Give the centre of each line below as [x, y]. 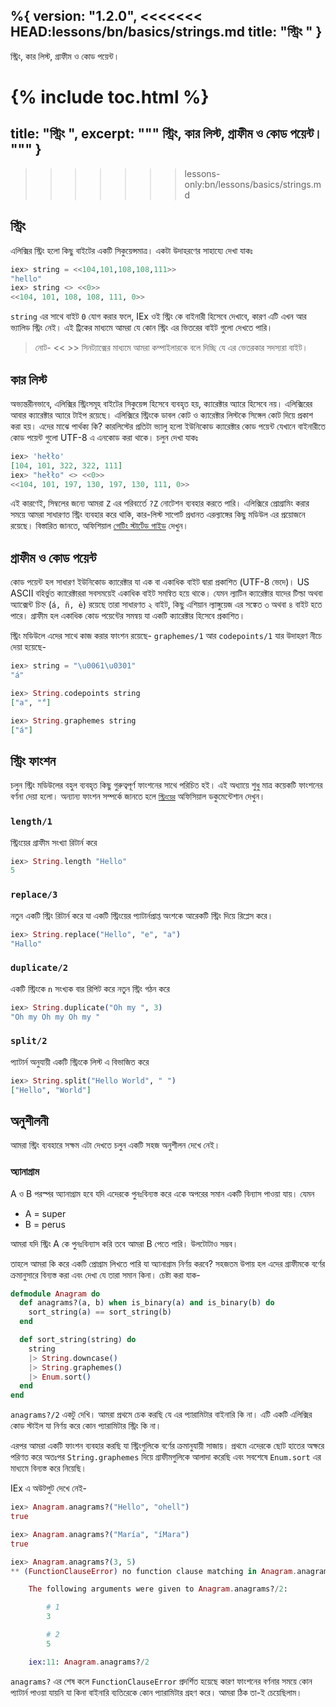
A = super [45, 1213]
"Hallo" [26, 944]
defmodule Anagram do [55, 1294]
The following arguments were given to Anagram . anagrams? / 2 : [158, 1589]
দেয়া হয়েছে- [28, 647]
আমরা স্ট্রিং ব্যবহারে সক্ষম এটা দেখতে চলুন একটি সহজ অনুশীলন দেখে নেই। [115, 1145]
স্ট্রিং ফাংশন [33, 760]
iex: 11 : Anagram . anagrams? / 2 [89, 1662]
